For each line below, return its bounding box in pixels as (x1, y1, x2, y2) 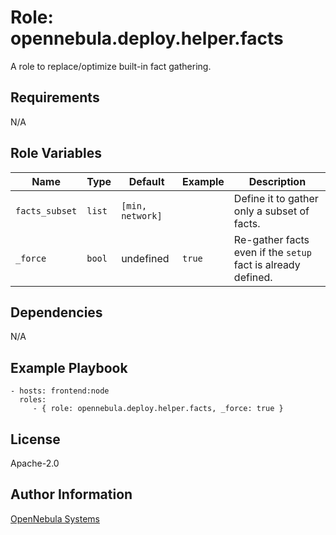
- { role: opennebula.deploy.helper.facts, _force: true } (32, 404, 284, 414)
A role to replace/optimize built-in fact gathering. (10, 60, 212, 72)
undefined (121, 251, 170, 265)
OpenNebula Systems (10, 512, 100, 525)
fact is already (233, 257, 301, 271)
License (10, 431, 61, 448)
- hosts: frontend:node (10, 386, 110, 396)
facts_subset (15, 205, 78, 216)
